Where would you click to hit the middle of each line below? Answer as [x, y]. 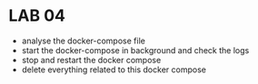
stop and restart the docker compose [91, 60]
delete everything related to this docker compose [114, 70]
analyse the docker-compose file [84, 41]
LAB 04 [37, 16]
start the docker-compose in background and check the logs [135, 50]
